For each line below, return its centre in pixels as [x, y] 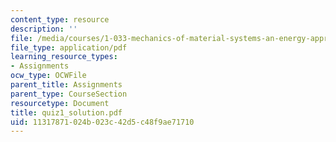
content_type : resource [60, 19]
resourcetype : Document [60, 103]
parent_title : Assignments [66, 85]
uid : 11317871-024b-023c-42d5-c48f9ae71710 [102, 122]
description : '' [44, 29]
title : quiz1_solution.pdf [66, 112]
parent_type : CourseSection [69, 94]
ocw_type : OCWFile [48, 76]
